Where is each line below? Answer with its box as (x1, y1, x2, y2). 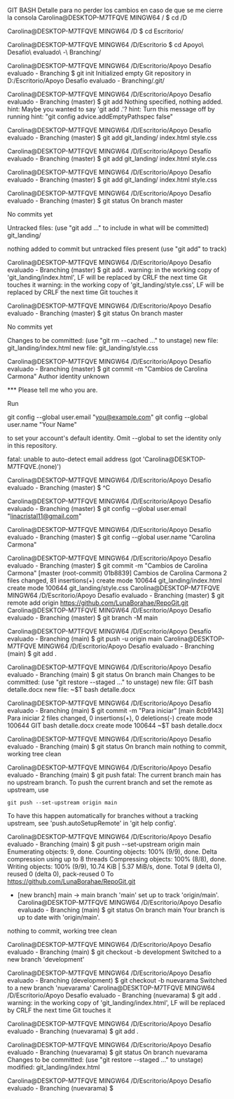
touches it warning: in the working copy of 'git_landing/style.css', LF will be (7, 280, 224, 289)
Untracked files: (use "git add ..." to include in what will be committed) (7, 224, 209, 232)
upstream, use (7, 786, 49, 794)
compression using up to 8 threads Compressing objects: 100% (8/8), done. (7, 855, 227, 863)
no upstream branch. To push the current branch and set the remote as (7, 778, 213, 786)
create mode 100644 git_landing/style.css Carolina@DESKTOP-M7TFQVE (7, 584, 221, 592)
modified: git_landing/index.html (7, 1063, 100, 1071)
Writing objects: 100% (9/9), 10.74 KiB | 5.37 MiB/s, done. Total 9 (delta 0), (7, 862, 222, 871)
